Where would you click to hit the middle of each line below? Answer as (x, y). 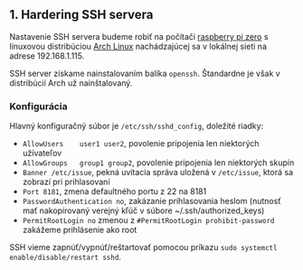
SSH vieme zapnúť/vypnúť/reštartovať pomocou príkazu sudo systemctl (143, 247)
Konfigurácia (38, 106)
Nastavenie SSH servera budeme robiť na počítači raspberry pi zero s (139, 36)
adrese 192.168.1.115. (47, 56)
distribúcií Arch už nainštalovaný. (71, 83)
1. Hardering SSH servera (81, 15)
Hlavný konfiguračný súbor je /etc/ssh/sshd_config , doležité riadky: (137, 126)
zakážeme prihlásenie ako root (80, 230)
